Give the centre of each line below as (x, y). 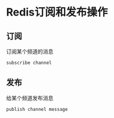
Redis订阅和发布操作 (57, 12)
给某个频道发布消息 (30, 98)
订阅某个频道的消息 (30, 52)
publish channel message (37, 109)
